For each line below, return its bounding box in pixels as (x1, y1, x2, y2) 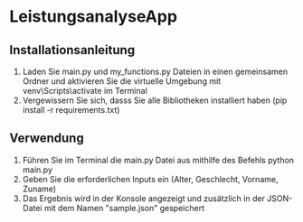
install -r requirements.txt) (22, 105, 120, 115)
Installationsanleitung (9, 42, 136, 58)
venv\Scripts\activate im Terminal (22, 86, 147, 96)
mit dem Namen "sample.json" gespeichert (43, 202, 205, 213)
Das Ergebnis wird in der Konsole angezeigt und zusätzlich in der (22, 192, 265, 204)
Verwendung (9, 131, 84, 146)
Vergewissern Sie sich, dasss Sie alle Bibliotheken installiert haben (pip (22, 95, 288, 106)
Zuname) (22, 183, 57, 194)
